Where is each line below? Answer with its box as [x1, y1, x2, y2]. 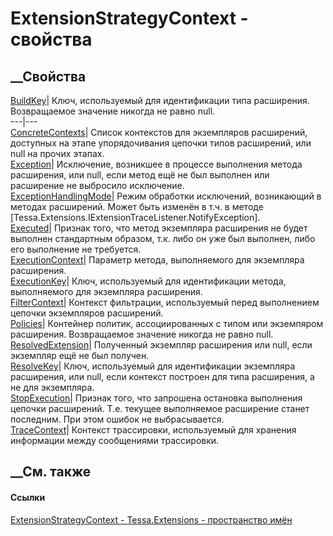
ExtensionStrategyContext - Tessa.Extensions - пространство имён [10, 513, 293, 526]
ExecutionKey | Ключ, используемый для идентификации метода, [10, 275, 287, 287]
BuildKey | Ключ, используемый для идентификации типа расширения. [10, 95, 310, 106]
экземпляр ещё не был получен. [10, 350, 150, 361]
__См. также [10, 463, 92, 481]
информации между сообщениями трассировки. [10, 435, 220, 446]
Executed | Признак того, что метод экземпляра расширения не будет [10, 222, 308, 234]
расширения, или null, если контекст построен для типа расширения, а [10, 371, 315, 382]
